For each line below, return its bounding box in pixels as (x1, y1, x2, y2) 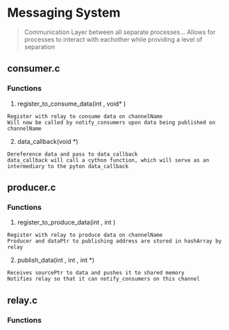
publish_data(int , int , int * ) (17, 256, 95, 265)
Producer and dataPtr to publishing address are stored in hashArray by (7, 238, 222, 245)
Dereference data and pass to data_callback (7, 151, 138, 158)
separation (24, 42, 56, 51)
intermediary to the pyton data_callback (7, 163, 129, 170)
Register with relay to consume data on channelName (7, 113, 163, 119)
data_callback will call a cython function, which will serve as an (7, 156, 210, 164)
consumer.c (7, 63, 60, 74)
